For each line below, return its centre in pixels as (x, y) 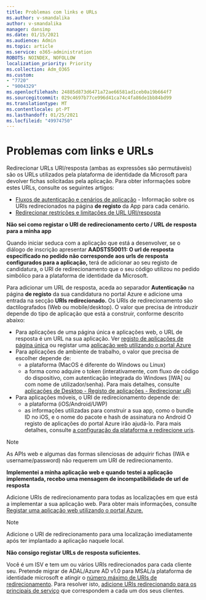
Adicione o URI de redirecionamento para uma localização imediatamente (99, 534)
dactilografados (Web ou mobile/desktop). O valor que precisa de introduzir (102, 307)
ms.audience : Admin (31, 41)
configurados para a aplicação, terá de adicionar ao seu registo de (92, 262)
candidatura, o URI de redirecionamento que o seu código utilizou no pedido (103, 269)
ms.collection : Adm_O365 (38, 69)
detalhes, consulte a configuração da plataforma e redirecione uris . (110, 430)
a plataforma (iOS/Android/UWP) (66, 404)
